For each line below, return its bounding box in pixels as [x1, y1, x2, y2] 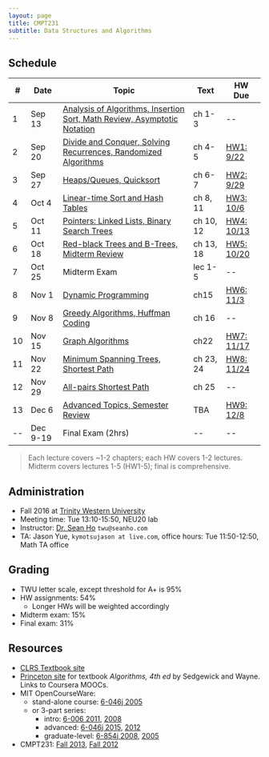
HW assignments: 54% [19, 593, 96, 603]
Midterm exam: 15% [19, 610, 86, 619]
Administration [8, 485, 85, 499]
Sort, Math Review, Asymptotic [62, 114, 179, 125]
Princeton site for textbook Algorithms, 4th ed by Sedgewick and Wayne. [19, 671, 260, 681]
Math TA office [19, 540, 70, 549]
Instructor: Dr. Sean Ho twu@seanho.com [19, 523, 148, 532]
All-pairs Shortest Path [62, 382, 150, 393]
